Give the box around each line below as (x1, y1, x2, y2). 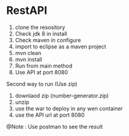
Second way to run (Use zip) (6, 80, 78, 88)
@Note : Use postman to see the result (6, 123, 103, 130)
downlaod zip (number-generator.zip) (15, 92, 109, 99)
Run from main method (15, 62, 73, 70)
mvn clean (15, 49, 41, 56)
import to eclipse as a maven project (15, 43, 107, 50)
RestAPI (6, 4, 47, 18)
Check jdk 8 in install (15, 30, 68, 37)
